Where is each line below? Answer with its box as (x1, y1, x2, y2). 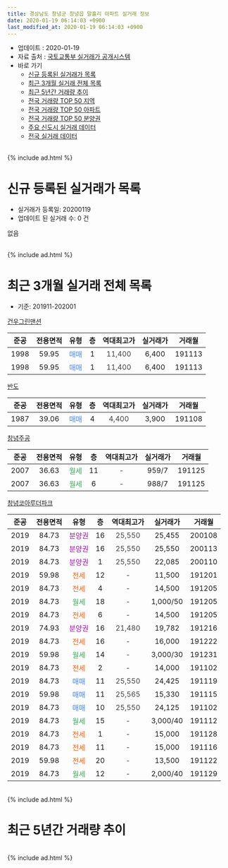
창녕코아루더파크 (7, 499, 53, 507)
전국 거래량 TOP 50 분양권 (27, 114, 101, 123)
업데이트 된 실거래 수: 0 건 (17, 214, 89, 222)
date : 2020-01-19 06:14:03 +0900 (7, 17, 106, 24)
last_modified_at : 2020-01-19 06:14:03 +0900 (7, 23, 143, 30)
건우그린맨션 (7, 317, 42, 326)
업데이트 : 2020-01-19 (17, 44, 80, 52)
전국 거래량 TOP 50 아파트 (27, 105, 101, 114)
